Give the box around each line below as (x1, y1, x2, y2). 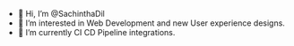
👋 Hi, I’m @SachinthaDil (17, 9, 105, 19)
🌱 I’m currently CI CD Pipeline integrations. (17, 27, 176, 37)
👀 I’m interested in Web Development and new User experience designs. (17, 18, 285, 28)
